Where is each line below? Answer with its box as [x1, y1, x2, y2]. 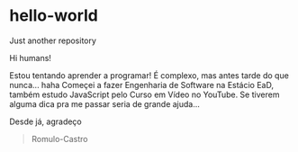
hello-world [9, 5, 99, 26]
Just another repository [9, 35, 97, 46]
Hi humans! [9, 52, 52, 63]
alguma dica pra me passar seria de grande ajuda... [9, 98, 201, 109]
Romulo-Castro [31, 133, 88, 144]
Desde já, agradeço [9, 116, 83, 127]
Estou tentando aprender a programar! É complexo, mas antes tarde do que [9, 69, 290, 81]
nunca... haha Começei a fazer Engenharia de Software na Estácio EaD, [9, 79, 275, 90]
